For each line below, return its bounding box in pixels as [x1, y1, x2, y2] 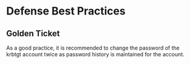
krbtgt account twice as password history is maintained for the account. [6, 51, 185, 58]
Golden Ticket [6, 28, 60, 39]
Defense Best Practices [6, 4, 126, 18]
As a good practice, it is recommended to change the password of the [6, 44, 180, 51]
